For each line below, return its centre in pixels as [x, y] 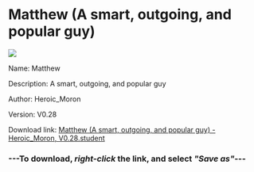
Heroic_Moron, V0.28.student [57, 138]
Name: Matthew [35, 68]
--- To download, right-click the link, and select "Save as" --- [127, 159]
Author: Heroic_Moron [45, 99]
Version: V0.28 [33, 114]
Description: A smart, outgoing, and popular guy [87, 83]
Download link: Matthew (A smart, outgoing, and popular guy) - [112, 129]
